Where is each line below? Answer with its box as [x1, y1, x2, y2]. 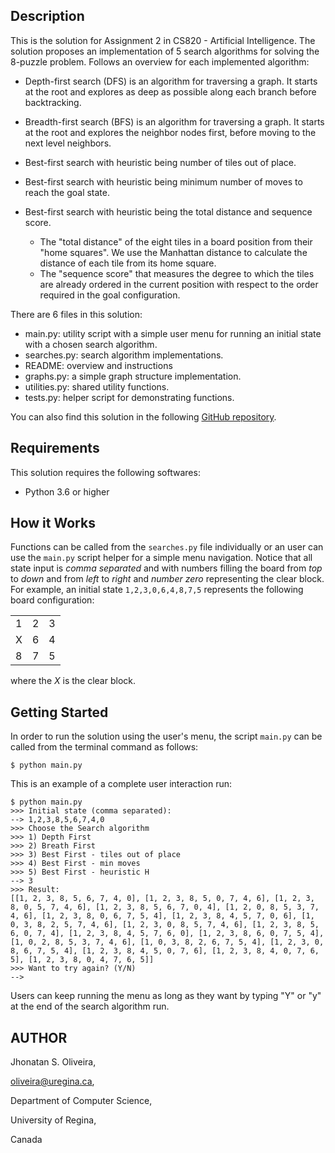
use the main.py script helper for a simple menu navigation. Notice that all [10, 552, 313, 564]
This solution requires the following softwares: [10, 466, 201, 478]
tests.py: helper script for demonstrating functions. [24, 391, 235, 403]
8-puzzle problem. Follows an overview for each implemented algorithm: [10, 55, 310, 68]
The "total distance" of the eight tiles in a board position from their [39, 235, 313, 248]
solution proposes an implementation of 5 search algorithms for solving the [10, 45, 320, 57]
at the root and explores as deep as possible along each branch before [24, 85, 317, 98]
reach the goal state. [24, 186, 111, 198]
